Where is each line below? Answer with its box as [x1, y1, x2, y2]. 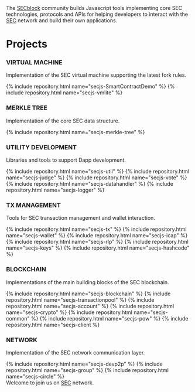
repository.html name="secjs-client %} [6, 321, 100, 328]
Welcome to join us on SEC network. [6, 379, 94, 386]
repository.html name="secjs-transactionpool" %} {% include [6, 296, 155, 303]
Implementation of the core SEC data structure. [6, 117, 120, 124]
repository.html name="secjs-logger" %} [6, 186, 105, 194]
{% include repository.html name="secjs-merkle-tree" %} [6, 128, 145, 135]
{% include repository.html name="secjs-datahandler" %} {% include [6, 180, 174, 188]
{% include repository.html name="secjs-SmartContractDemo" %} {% [6, 83, 175, 90]
